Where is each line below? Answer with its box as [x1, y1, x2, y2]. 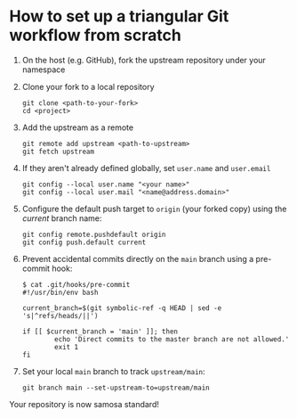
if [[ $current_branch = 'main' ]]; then [21, 327, 178, 336]
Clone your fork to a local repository [21, 81, 155, 92]
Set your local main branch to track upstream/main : [21, 365, 206, 376]
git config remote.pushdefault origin [21, 230, 166, 239]
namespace [21, 64, 66, 75]
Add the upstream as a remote [21, 122, 134, 133]
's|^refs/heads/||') [21, 311, 99, 320]
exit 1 [54, 342, 79, 351]
